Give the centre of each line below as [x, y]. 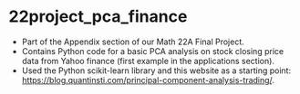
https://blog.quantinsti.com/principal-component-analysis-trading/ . [148, 80]
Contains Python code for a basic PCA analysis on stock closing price [153, 51]
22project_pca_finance [98, 17]
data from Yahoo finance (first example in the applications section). [148, 61]
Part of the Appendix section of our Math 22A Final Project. [133, 42]
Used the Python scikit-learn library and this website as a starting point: [156, 70]
